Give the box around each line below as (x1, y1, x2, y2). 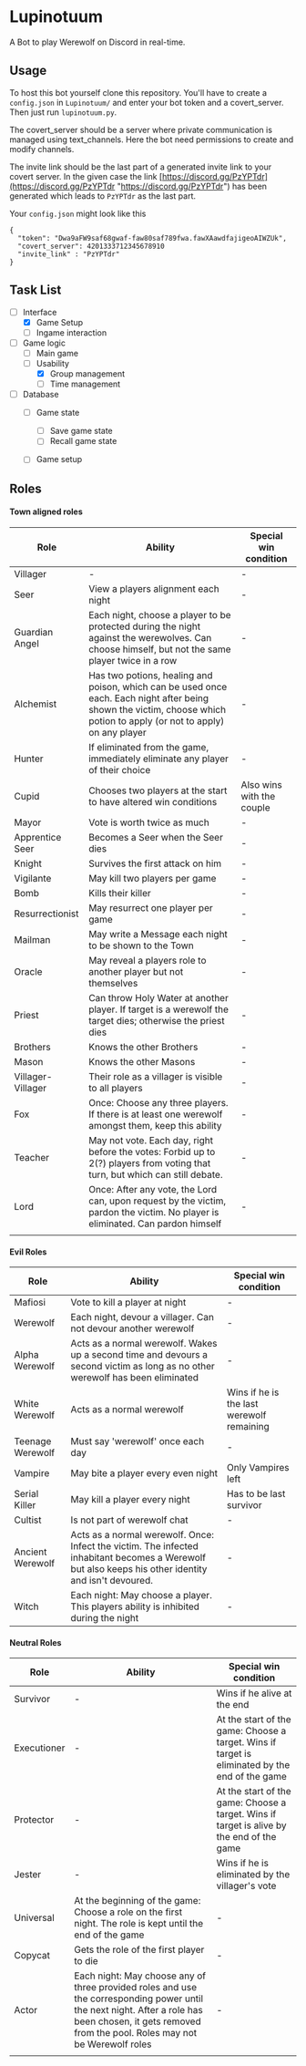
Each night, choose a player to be (87, 608, 231, 621)
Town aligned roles (9, 506, 84, 517)
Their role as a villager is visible (87, 1069, 223, 1082)
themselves (87, 976, 138, 989)
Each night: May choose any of (74, 1969, 207, 1982)
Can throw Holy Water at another (87, 991, 229, 1004)
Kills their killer (87, 886, 152, 899)
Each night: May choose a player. (70, 1589, 212, 1602)
